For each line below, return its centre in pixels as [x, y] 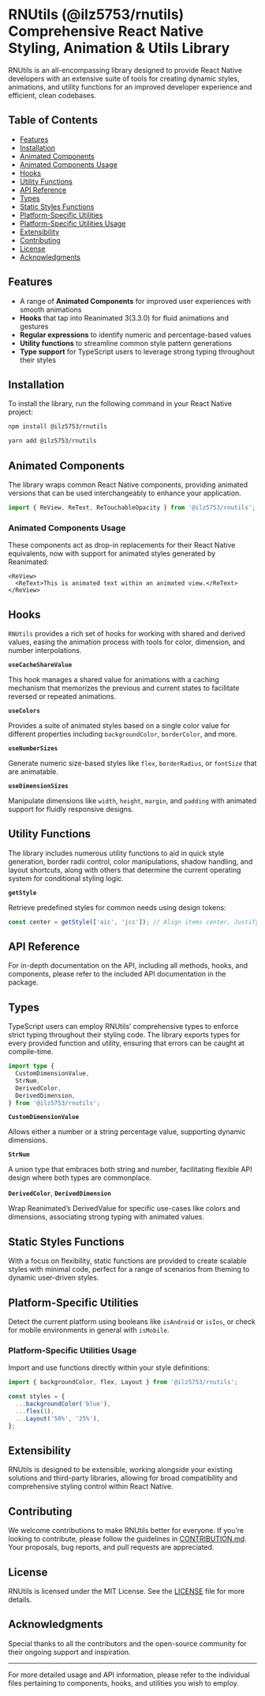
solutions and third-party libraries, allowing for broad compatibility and [123, 1478]
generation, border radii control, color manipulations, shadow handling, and [131, 861]
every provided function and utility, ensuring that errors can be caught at [126, 1043]
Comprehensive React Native [106, 31]
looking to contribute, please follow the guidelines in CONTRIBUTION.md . [127, 1539]
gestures [34, 326]
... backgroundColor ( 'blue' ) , [63, 1404]
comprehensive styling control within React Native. [91, 1486]
